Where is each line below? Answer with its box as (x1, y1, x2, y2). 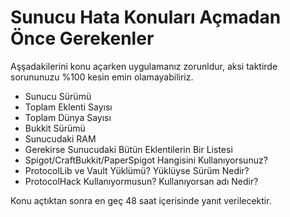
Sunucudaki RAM (24, 132, 97, 145)
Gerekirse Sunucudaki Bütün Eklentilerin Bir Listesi (24, 143, 233, 155)
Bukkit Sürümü (24, 122, 86, 134)
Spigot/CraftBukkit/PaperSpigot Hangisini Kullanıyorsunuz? (24, 154, 268, 166)
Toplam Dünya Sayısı (24, 111, 112, 123)
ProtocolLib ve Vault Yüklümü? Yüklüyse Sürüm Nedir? (24, 164, 250, 176)
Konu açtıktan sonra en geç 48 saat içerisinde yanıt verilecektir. (10, 194, 272, 206)
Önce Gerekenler (10, 27, 155, 50)
